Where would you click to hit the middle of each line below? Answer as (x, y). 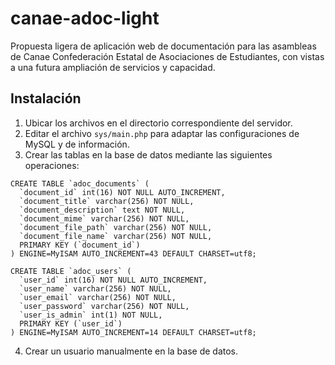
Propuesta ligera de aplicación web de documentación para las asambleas (163, 46)
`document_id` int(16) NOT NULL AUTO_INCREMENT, (122, 192)
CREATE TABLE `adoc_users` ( (71, 271)
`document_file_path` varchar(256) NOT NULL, (116, 227)
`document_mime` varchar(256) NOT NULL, (104, 218)
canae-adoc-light (85, 18)
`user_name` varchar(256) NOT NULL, (95, 288)
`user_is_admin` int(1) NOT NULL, (91, 315)
